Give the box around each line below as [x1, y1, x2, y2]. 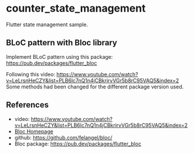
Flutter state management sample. [6, 21, 89, 28]
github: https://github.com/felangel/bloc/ [14, 134, 112, 141]
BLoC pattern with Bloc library [6, 38, 118, 48]
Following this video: [6, 70, 55, 77]
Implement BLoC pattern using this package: [6, 53, 113, 60]
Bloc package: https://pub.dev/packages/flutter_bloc [14, 140, 142, 147]
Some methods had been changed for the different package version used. [6, 83, 184, 90]
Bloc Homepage [14, 127, 54, 135]
